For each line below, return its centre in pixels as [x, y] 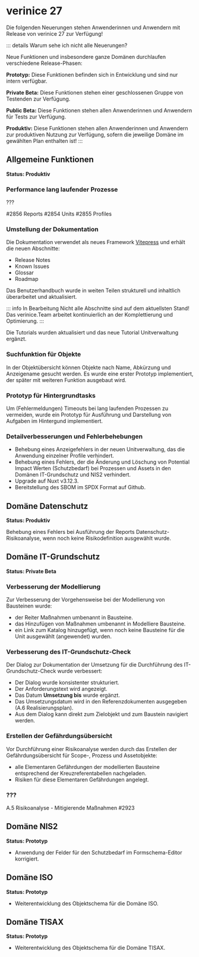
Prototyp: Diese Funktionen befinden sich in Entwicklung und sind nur [92, 74]
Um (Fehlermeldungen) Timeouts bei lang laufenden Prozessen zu [87, 408]
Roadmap [26, 279]
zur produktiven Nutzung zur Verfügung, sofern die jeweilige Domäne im [95, 135]
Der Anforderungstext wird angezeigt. [61, 689]
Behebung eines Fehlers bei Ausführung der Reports [70, 532]
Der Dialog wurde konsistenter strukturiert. [67, 683]
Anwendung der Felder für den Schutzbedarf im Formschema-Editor [98, 852]
